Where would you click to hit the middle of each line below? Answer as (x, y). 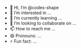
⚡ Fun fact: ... (23, 41)
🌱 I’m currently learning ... (36, 18)
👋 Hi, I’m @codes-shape (34, 8)
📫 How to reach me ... (32, 29)
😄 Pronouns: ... (26, 36)
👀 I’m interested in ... (30, 13)
